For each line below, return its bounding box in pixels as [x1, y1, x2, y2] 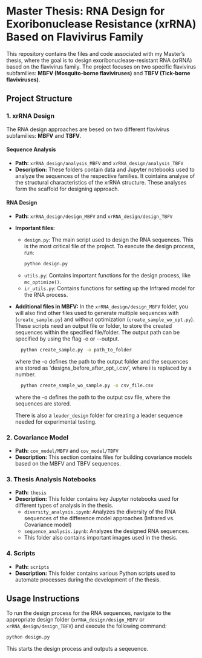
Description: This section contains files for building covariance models [15, 453, 192, 461]
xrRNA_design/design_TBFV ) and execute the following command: [6, 622, 168, 629]
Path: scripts [15, 563, 50, 570]
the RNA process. [24, 291, 68, 298]
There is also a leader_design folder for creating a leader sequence [15, 412, 183, 419]
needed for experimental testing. [15, 418, 97, 426]
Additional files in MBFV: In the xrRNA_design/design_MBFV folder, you [15, 302, 189, 310]
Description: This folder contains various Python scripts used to [15, 569, 175, 577]
